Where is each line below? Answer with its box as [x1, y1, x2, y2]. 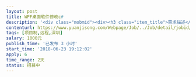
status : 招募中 [6, 62, 40, 68]
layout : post [6, 8, 38, 14]
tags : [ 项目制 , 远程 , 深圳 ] [6, 30, 63, 36]
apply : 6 [6, 52, 27, 57]
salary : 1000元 [6, 35, 42, 41]
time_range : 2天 [6, 57, 45, 63]
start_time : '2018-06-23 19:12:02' [6, 46, 93, 52]
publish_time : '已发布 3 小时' [6, 41, 78, 47]
